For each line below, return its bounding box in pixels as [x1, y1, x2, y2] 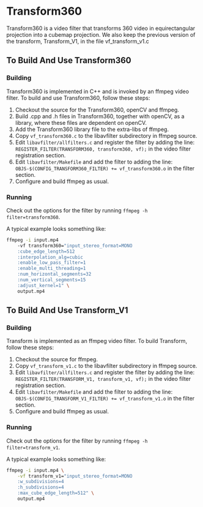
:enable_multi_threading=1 [17, 265, 86, 272]
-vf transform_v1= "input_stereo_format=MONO [17, 473, 133, 479]
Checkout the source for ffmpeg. [15, 356, 98, 363]
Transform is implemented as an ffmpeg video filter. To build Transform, [6, 337, 188, 345]
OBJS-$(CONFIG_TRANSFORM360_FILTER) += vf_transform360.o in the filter [15, 164, 195, 172]
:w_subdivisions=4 [17, 479, 64, 485]
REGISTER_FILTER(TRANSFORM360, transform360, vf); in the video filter [15, 145, 191, 152]
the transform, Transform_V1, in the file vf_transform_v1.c [6, 37, 150, 45]
